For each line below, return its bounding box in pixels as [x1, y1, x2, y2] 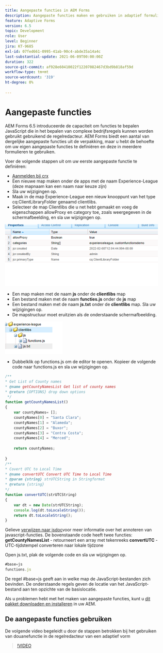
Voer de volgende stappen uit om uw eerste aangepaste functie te [5, 158, 137, 164]
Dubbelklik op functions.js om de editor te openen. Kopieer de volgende [12, 359, 156, 365]
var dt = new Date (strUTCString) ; [14, 503, 83, 508]
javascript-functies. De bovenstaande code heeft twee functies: [5, 532, 132, 538]
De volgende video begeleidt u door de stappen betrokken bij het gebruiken [5, 628, 157, 634]
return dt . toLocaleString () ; [14, 513, 73, 518]
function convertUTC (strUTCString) [5, 492, 77, 497]
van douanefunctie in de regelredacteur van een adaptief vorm [5, 633, 130, 639]
